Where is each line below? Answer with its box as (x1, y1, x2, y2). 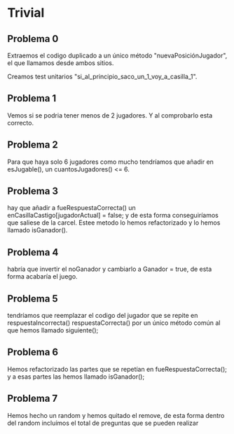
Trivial (7, 5, 45, 21)
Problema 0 (7, 33, 59, 45)
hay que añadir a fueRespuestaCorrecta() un (7, 204, 137, 212)
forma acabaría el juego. (7, 272, 78, 281)
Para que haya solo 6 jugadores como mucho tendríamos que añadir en (7, 157, 214, 166)
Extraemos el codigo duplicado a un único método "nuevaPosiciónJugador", (7, 51, 228, 59)
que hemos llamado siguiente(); (7, 326, 99, 335)
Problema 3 (7, 185, 58, 197)
